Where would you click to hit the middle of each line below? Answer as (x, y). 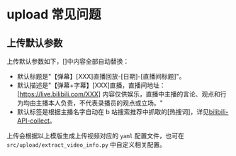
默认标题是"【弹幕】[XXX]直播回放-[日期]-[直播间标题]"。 (101, 76)
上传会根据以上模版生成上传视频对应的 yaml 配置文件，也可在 (96, 136)
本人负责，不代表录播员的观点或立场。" (106, 103)
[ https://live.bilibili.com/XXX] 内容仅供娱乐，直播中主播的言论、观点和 (118, 94)
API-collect (33, 121)
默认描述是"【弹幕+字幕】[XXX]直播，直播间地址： (91, 85)
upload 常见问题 (54, 15)
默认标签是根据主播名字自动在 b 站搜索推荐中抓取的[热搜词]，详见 (113, 112)
